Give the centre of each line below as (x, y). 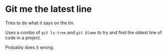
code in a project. (23, 38)
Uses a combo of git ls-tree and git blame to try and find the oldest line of (83, 32)
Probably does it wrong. (30, 47)
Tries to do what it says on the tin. (40, 23)
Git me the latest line (49, 9)
